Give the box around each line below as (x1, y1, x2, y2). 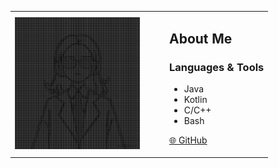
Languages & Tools (169, 61, 265, 75)
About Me (169, 31, 233, 48)
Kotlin (183, 94, 208, 106)
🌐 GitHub (169, 134, 208, 146)
